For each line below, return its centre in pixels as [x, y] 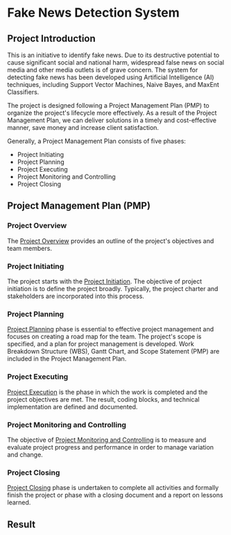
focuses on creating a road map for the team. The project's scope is [104, 337]
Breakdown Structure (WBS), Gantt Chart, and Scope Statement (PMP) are [113, 352]
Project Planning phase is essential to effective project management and [110, 329]
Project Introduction [51, 39]
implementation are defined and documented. [72, 406]
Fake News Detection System [94, 13]
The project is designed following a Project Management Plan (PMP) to [108, 105]
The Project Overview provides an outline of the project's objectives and [111, 240]
